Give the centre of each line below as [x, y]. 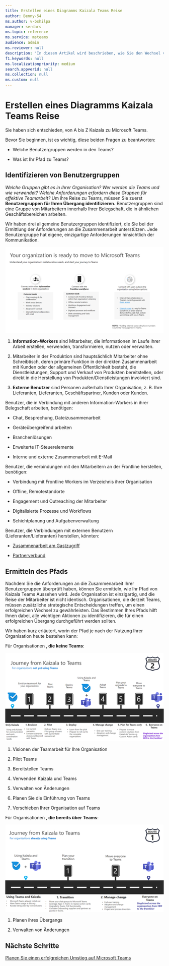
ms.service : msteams [27, 37]
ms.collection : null [27, 75]
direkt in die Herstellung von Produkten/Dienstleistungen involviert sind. [87, 378]
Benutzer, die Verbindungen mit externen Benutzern [59, 531]
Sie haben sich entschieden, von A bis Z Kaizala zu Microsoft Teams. [77, 130]
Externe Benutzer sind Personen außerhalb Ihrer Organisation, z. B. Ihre [87, 388]
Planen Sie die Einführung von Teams [51, 798]
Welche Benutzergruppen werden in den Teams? [63, 149]
